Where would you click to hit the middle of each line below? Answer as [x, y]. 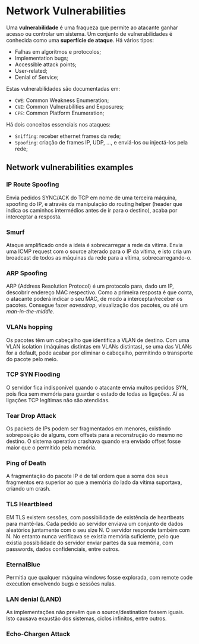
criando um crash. [29, 489]
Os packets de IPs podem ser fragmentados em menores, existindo [89, 429]
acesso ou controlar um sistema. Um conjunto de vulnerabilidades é [89, 33]
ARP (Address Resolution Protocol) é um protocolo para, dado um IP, [90, 286]
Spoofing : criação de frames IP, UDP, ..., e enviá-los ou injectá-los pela [101, 142]
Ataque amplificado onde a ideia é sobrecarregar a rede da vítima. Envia [94, 245]
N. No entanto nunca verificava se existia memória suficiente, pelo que [93, 536]
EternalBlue [23, 564]
